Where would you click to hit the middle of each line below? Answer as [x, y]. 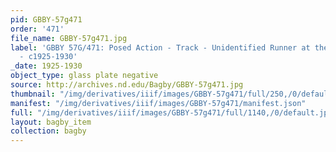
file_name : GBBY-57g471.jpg [69, 38]
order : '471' [37, 29]
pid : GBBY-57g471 [46, 19]
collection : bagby [48, 131]
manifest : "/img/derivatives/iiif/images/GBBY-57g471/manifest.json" [158, 103]
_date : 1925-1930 [46, 66]
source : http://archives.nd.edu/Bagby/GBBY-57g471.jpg [127, 85]
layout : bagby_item [51, 122]
